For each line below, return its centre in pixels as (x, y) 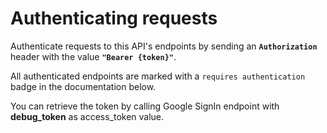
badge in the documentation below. (83, 86)
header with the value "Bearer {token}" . (93, 56)
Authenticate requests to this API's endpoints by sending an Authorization (164, 46)
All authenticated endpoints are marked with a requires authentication (158, 76)
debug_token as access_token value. (87, 116)
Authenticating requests (114, 18)
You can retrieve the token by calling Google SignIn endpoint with (145, 106)
